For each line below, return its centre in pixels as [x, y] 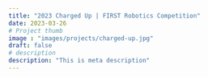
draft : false [30, 46]
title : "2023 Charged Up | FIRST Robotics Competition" [104, 16]
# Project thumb [36, 30]
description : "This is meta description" [79, 61]
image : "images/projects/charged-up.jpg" [81, 38]
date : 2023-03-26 [38, 23]
